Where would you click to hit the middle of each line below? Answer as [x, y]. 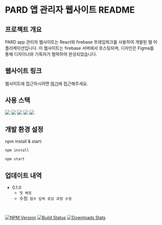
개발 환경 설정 [24, 130]
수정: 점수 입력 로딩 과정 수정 [45, 198]
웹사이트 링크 [24, 71]
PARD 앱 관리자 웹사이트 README [70, 10]
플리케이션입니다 [21, 48]
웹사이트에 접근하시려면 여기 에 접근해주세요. [47, 84]
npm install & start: [24, 141]
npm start [15, 159]
